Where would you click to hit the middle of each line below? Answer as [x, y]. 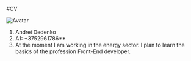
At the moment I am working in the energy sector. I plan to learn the [100, 45]
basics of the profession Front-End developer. [73, 51]
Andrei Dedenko [35, 32]
